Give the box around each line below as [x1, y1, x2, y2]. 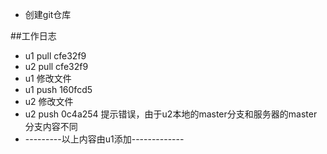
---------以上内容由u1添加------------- [24, 133, 185, 145]
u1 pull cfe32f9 [24, 50, 87, 62]
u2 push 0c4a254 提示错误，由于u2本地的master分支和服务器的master [24, 108, 318, 120]
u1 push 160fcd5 [24, 84, 93, 95]
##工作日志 [10, 30, 57, 42]
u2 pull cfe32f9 [24, 61, 89, 72]
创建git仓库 [24, 9, 72, 20]
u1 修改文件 [24, 73, 72, 84]
